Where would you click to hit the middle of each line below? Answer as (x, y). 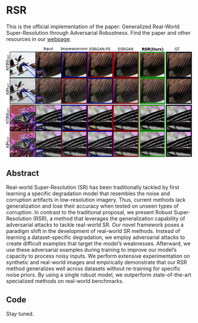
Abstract (23, 173)
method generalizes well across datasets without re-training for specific (93, 269)
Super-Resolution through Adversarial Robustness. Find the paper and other (98, 32)
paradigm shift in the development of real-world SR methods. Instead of (93, 231)
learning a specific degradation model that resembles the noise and (88, 194)
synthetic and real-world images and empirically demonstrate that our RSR (97, 262)
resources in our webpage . (39, 39)
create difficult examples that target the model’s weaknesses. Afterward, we (98, 244)
